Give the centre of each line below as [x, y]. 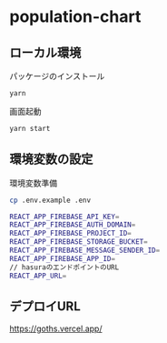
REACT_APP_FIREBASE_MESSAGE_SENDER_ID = [85, 251]
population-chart [75, 17]
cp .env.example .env [50, 200]
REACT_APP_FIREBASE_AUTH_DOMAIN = [73, 225]
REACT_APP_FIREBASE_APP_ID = [63, 258]
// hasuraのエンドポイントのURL [64, 267]
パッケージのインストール [57, 76]
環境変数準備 [33, 183]
